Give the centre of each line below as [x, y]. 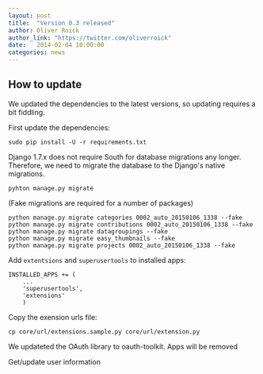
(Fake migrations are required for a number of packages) [101, 202]
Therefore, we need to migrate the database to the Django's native [117, 165]
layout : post [30, 15]
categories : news [37, 52]
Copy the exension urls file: [53, 317]
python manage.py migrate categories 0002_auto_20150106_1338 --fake [126, 218]
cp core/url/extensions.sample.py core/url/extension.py [104, 332]
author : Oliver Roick [44, 30]
